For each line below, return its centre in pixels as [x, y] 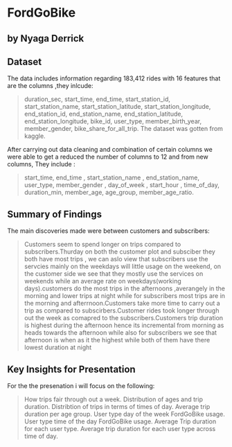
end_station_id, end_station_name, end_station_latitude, [104, 114]
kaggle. [35, 136]
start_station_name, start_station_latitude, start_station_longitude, [117, 107]
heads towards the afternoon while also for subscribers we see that [120, 333]
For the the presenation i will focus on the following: [81, 386]
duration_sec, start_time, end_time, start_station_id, [97, 99]
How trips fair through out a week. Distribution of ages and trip [113, 399]
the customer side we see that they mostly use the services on [114, 274]
